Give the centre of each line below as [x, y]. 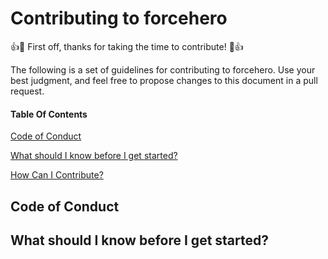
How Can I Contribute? [57, 175]
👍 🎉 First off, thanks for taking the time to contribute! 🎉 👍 [127, 46]
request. [27, 91]
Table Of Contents [49, 114]
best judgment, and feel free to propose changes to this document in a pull [164, 80]
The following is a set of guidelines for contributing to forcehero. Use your [163, 69]
